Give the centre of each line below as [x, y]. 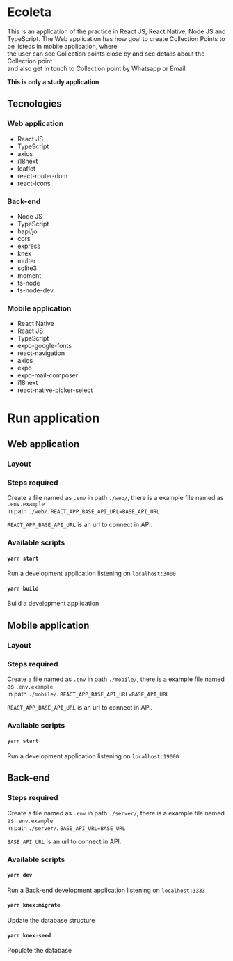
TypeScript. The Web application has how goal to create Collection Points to [116, 38]
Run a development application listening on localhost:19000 [93, 756]
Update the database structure [51, 921]
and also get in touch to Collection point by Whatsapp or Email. [97, 68]
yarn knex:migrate [34, 905]
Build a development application [53, 604]
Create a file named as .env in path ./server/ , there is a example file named [116, 813]
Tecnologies [34, 104]
